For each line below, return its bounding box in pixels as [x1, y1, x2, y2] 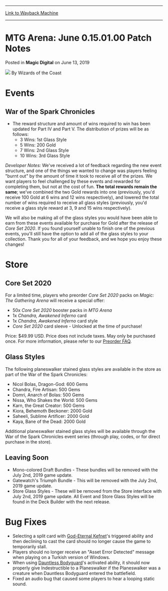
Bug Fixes [5, 516, 47, 527]
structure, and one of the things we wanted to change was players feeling [5, 168, 157, 174]
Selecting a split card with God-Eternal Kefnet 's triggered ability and [12, 533, 153, 539]
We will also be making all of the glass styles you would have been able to [5, 214, 157, 221]
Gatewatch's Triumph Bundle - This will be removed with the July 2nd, [12, 477, 157, 483]
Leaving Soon [5, 454, 49, 462]
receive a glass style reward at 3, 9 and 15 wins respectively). [5, 205, 132, 211]
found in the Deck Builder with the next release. [12, 499, 111, 505]
